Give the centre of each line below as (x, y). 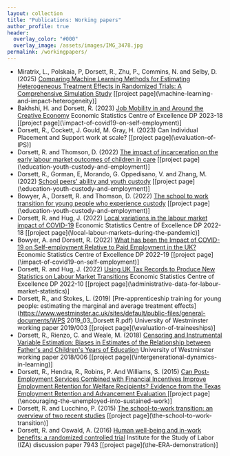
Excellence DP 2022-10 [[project (63, 284)
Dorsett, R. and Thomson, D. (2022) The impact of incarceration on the (117, 152)
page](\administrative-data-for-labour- (166, 284)
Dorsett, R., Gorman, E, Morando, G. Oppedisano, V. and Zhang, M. (112, 174)
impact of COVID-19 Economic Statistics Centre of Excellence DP (109, 225)
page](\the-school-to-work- (172, 415)
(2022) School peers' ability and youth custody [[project (97, 181)
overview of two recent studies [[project (74, 415)
